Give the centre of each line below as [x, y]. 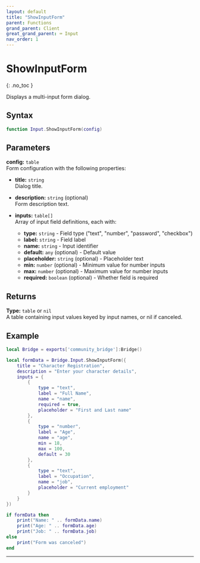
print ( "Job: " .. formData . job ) [57, 531]
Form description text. [42, 204]
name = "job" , [55, 482]
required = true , [60, 404]
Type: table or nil [29, 311]
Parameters [28, 148]
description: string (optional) [51, 198]
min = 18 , [50, 443]
